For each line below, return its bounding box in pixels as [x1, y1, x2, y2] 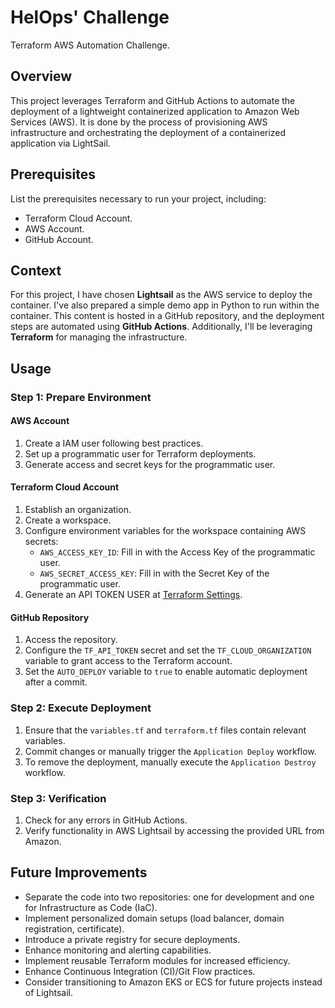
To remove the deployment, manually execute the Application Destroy [24, 756, 317, 768]
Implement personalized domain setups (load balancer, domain [24, 912, 285, 924]
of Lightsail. [24, 986, 73, 998]
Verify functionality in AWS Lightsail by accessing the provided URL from [24, 824, 325, 836]
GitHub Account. [24, 233, 94, 245]
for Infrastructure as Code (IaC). [24, 901, 158, 913]
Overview [10, 68, 73, 85]
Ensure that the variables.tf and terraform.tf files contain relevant [24, 724, 307, 736]
